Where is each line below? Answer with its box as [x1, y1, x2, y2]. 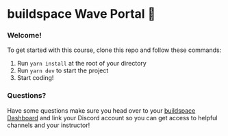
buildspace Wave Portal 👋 [7, 6, 156, 22]
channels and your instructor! [7, 121, 90, 129]
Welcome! [7, 31, 42, 40]
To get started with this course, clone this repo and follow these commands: [7, 46, 222, 54]
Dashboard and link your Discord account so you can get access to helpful [7, 113, 218, 122]
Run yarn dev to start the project [16, 66, 109, 74]
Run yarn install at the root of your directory [16, 59, 147, 68]
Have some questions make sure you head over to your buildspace [7, 106, 196, 115]
